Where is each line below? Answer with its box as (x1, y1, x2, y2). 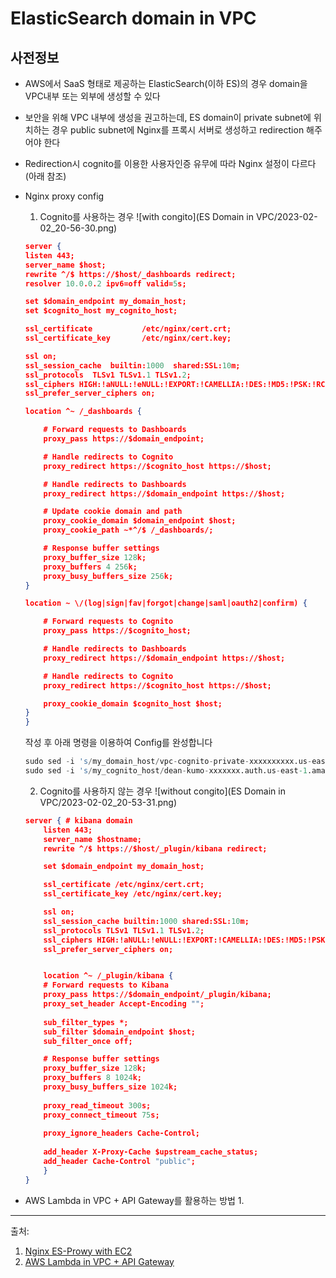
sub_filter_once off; (43, 1036, 133, 1046)
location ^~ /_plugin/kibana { (43, 971, 174, 981)
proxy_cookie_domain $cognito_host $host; (43, 698, 223, 709)
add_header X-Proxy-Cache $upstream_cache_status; (43, 1147, 259, 1157)
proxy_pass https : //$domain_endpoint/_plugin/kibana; (43, 990, 272, 1000)
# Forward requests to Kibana (43, 980, 169, 991)
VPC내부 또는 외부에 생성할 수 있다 (24, 90, 161, 102)
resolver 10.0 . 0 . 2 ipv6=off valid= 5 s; (24, 278, 187, 289)
